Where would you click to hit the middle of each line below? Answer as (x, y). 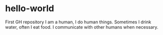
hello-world (30, 9)
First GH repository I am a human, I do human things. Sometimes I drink (78, 22)
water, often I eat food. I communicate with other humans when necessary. (82, 27)
